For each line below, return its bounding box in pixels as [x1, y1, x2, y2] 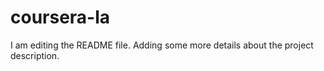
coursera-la [10, 6, 111, 29]
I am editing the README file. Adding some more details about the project [10, 39, 314, 51]
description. [10, 49, 60, 61]
